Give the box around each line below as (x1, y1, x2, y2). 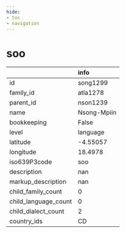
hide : (6, 9, 20, 15)
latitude (9, 138, 31, 147)
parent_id (9, 99, 37, 107)
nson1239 (77, 99, 108, 107)
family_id (9, 89, 35, 97)
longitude (9, 148, 37, 156)
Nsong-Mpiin (77, 108, 117, 117)
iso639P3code (9, 158, 52, 166)
